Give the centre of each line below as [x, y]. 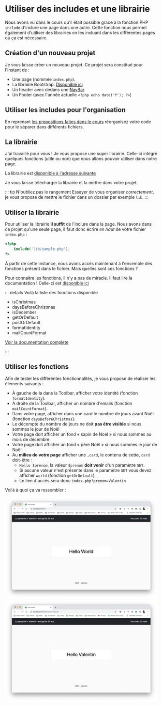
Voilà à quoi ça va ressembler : [36, 490]
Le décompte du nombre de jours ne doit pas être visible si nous [77, 424]
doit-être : [22, 460]
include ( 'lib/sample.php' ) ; [42, 249]
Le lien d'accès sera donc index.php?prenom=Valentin [73, 480]
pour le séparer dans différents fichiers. [44, 126]
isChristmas [24, 302]
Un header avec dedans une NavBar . [49, 89]
